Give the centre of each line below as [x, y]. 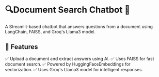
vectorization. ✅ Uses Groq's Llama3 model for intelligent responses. [74, 69]
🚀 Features [22, 47]
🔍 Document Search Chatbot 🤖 [68, 10]
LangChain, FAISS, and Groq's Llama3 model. [50, 31]
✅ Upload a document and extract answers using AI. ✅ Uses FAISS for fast [79, 59]
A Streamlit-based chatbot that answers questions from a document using [79, 26]
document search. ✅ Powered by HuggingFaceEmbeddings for [68, 64]
